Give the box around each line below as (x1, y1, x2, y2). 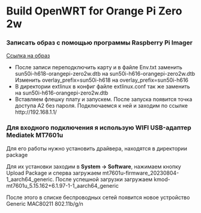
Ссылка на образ (6, 52, 50, 60)
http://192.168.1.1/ (14, 108, 57, 116)
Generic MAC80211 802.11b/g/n (6, 200, 83, 207)
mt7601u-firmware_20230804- (102, 169, 179, 176)
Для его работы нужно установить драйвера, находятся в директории (6, 144, 187, 152)
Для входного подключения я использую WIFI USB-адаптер (6, 123, 191, 132)
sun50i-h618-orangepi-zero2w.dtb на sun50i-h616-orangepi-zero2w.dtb (14, 70, 196, 78)
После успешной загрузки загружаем (55, 176, 153, 183)
